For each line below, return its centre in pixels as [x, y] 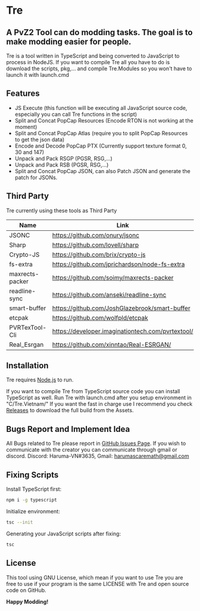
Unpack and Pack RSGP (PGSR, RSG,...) [64, 158]
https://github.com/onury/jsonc [96, 235]
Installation [27, 366]
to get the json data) [40, 139]
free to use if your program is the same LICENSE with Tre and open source [98, 584]
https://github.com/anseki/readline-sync [109, 294]
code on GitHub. [26, 590]
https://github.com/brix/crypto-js [99, 255]
